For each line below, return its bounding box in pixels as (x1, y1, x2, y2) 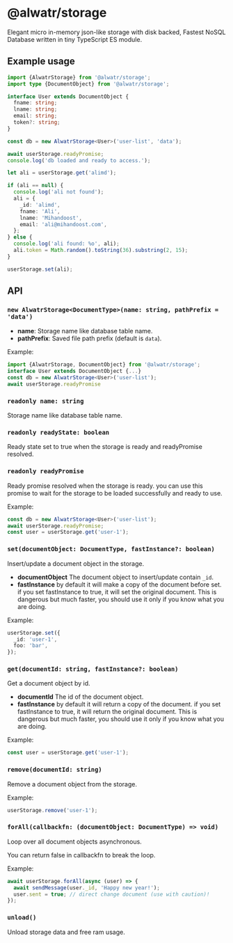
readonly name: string (7, 397, 84, 405)
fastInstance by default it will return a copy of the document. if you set (17, 700, 221, 708)
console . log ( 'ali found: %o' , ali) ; (13, 240, 120, 248)
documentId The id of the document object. (17, 692, 144, 701)
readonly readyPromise (7, 468, 84, 475)
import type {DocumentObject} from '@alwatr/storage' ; (7, 80, 170, 88)
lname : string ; (13, 106, 58, 113)
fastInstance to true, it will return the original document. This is (17, 708, 198, 716)
